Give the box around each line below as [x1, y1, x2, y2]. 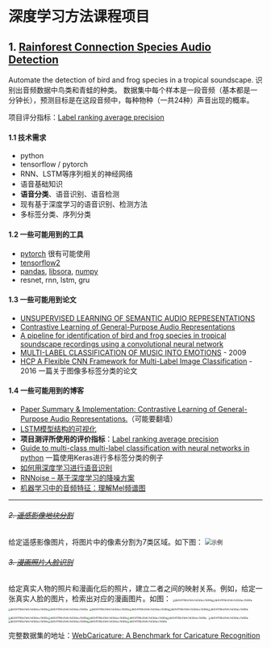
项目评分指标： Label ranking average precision [8, 112, 165, 122]
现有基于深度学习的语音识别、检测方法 [19, 200, 148, 209]
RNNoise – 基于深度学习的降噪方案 [19, 473, 135, 482]
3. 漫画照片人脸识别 [8, 557, 74, 566]
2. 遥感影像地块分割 [8, 511, 74, 520]
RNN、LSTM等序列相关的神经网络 [19, 169, 133, 179]
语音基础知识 [19, 179, 63, 189]
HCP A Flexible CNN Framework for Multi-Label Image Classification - [19, 356, 252, 366]
